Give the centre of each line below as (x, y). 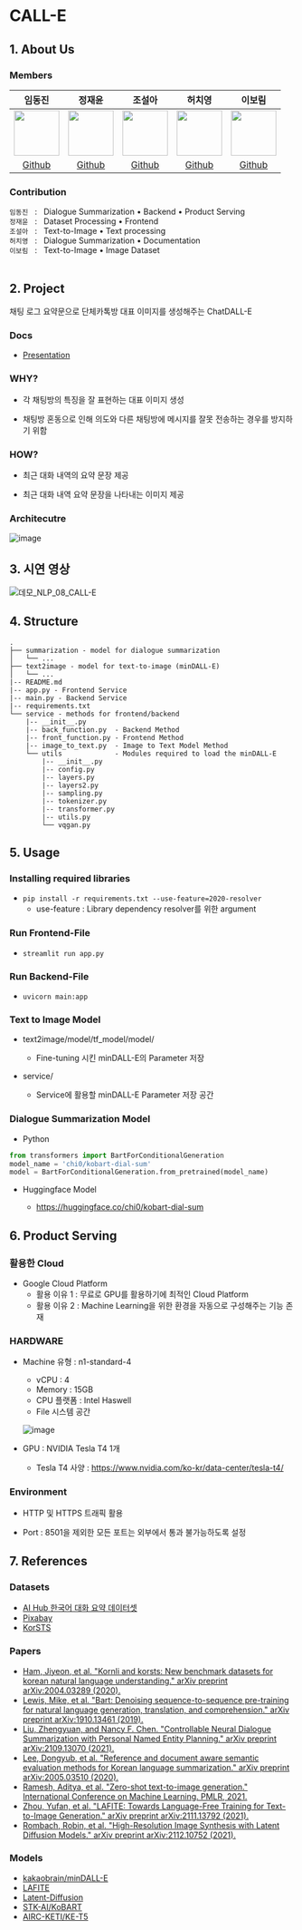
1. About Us (42, 49)
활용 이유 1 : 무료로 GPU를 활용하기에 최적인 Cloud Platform (142, 1294)
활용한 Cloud (37, 1263)
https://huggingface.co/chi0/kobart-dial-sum (120, 1207)
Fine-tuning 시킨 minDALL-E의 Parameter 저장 (120, 1058)
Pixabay (37, 1618)
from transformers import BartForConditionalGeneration (117, 1155)
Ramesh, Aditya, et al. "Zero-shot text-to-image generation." (135, 1787)
